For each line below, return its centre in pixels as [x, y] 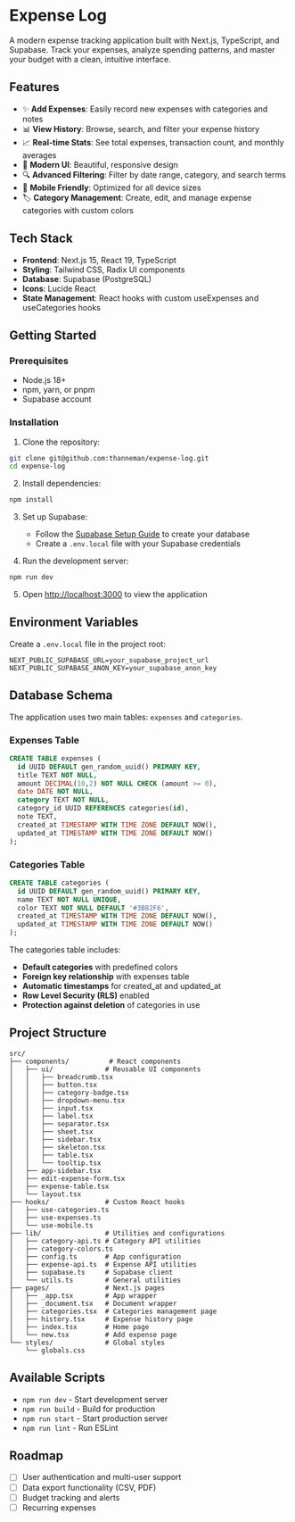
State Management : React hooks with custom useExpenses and [140, 298]
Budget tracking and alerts [71, 1497]
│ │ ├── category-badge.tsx [69, 1093]
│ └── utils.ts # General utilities [95, 1280]
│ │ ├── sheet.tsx [51, 1131]
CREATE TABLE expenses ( [55, 758]
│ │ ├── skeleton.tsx [57, 1147]
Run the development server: [75, 561]
